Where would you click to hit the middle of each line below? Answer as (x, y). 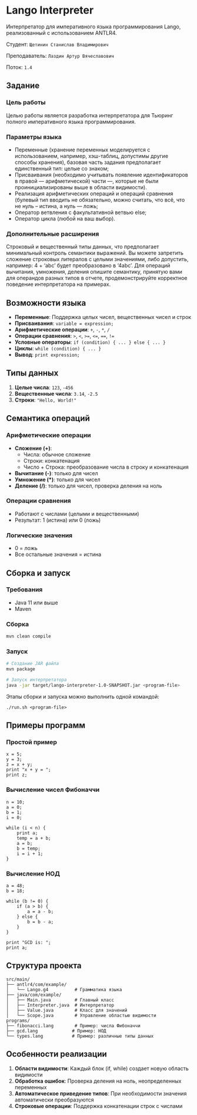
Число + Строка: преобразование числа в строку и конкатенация (106, 467)
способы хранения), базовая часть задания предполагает (88, 162)
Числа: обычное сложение (57, 454)
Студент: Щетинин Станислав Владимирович (57, 44)
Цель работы (26, 103)
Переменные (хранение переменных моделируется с (82, 149)
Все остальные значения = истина (58, 554)
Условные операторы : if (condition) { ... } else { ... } (90, 342)
